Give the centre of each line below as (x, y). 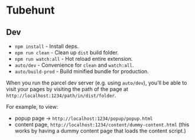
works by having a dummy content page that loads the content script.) (100, 131)
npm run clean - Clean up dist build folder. (67, 53)
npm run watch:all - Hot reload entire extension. (74, 59)
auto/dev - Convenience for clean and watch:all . (74, 65)
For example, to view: (32, 107)
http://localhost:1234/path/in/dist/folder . (61, 95)
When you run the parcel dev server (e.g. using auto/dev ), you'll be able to (97, 83)
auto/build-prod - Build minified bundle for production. (82, 71)
